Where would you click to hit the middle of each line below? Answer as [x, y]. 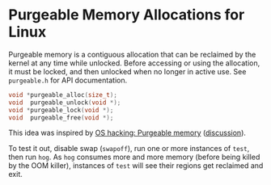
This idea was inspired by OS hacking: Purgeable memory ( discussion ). [127, 133]
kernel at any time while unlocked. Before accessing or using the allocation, [134, 63]
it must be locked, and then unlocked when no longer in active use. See [127, 71]
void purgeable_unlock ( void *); [65, 103]
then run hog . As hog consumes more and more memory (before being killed [134, 157]
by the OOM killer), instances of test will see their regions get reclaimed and [136, 166]
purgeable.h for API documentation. [68, 80]
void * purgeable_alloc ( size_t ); [63, 95]
